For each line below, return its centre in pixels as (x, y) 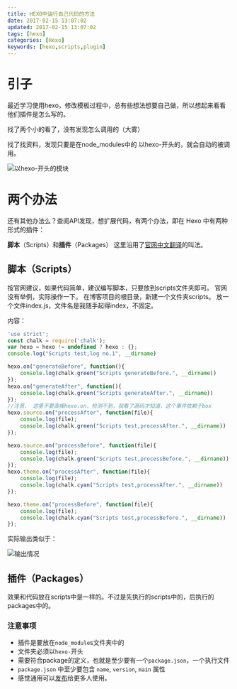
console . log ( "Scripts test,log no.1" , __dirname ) (82, 354)
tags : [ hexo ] (27, 34)
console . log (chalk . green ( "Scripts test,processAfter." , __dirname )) (123, 426)
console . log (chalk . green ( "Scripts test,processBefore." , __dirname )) (125, 459)
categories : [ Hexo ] (36, 40)
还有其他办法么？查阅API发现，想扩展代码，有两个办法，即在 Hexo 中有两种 (118, 220)
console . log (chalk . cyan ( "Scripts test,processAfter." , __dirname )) (121, 485)
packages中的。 (31, 606)
